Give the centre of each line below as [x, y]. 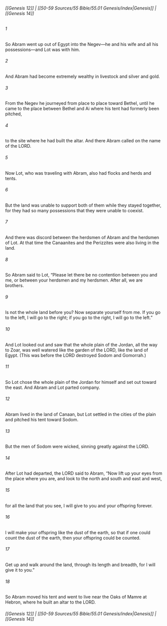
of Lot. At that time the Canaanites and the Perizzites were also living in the [82, 243]
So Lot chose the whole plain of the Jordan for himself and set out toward [81, 382]
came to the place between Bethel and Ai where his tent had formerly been [82, 109]
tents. [11, 178]
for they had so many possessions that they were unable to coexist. [75, 210]
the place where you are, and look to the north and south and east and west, [83, 479]
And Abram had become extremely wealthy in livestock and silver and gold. [83, 76]
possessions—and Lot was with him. [43, 49]
